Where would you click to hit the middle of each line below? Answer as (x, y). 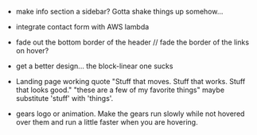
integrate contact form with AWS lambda (82, 27)
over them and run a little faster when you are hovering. (107, 122)
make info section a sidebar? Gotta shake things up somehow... (119, 12)
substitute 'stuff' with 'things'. (64, 98)
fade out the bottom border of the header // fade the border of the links (132, 42)
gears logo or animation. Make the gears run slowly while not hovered (130, 114)
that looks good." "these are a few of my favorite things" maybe (120, 90)
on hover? (32, 50)
